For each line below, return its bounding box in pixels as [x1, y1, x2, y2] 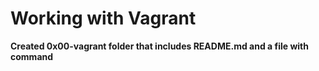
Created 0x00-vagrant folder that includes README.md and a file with [10, 40, 309, 52]
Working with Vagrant [10, 7, 197, 30]
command [10, 50, 54, 62]
